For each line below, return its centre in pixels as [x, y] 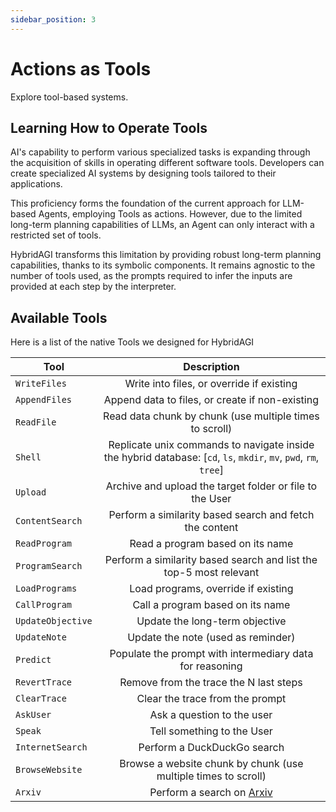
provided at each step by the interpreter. [93, 287]
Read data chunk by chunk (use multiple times [211, 416]
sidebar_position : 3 [53, 19]
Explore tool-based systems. [69, 97]
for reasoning [211, 666]
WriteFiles [41, 384]
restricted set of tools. [56, 235]
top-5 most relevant [211, 573]
